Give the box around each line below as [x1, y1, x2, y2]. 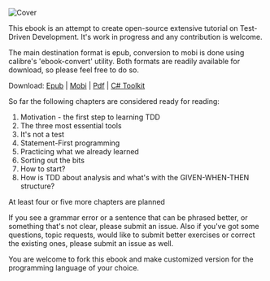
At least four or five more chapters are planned [8, 197, 165, 206]
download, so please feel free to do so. [8, 65, 140, 75]
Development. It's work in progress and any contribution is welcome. [32, 32, 263, 41]
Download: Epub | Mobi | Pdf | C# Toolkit [8, 81, 146, 90]
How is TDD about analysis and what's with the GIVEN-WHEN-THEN [20, 173, 250, 182]
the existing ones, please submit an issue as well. [8, 239, 174, 248]
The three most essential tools [20, 121, 122, 130]
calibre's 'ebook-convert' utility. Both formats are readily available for [8, 57, 241, 66]
